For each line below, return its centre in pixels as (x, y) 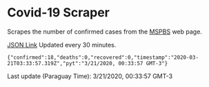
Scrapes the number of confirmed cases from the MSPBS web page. (104, 32)
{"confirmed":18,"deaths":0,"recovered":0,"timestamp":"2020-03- (103, 57)
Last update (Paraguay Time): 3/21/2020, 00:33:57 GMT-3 (90, 76)
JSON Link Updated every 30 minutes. (62, 45)
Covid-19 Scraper (59, 13)
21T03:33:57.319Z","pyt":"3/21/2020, (61, 63)
